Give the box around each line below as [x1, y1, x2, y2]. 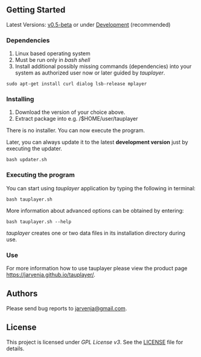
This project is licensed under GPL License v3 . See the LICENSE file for [6, 338, 183, 345]
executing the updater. [6, 145, 62, 152]
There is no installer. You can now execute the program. [6, 127, 145, 134]
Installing [6, 95, 34, 104]
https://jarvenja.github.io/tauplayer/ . [6, 271, 95, 278]
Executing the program [6, 171, 75, 179]
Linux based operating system [14, 50, 91, 57]
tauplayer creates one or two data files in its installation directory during [6, 229, 186, 236]
